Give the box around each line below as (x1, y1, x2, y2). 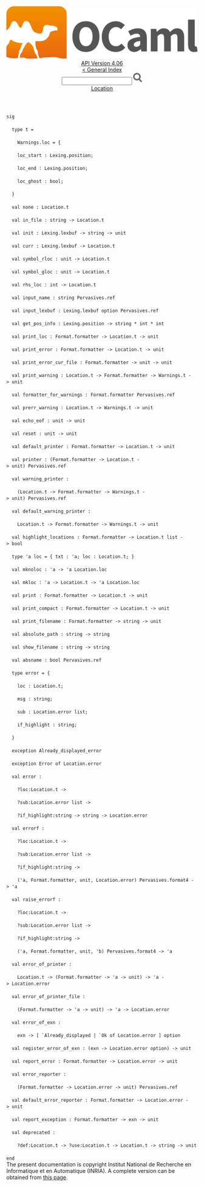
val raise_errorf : (12, 896, 61, 903)
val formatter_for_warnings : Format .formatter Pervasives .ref (12, 392, 175, 398)
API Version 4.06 (81, 60, 123, 67)
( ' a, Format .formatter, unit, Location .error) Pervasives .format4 (17, 877, 189, 884)
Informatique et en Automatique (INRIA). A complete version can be (6, 1168, 175, 1175)
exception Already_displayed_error (12, 748, 102, 754)
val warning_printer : (12, 476, 69, 482)
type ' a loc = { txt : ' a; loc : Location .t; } (12, 554, 135, 560)
